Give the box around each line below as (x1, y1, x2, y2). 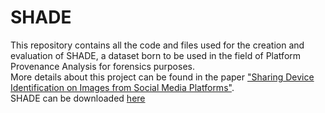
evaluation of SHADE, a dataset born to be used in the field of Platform (10, 49, 302, 61)
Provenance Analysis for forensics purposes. (10, 60, 195, 72)
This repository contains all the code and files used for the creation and (10, 39, 305, 51)
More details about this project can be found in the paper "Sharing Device (10, 71, 315, 83)
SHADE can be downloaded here (10, 92, 146, 104)
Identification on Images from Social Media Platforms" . (10, 81, 235, 93)
